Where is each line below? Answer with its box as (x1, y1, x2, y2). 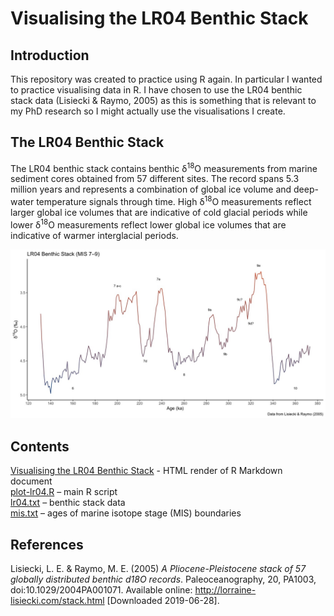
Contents (10, 438, 70, 455)
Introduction (10, 47, 90, 64)
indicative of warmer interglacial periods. (10, 229, 179, 241)
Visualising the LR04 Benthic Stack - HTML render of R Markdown (10, 465, 283, 477)
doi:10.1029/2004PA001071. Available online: (10, 584, 193, 596)
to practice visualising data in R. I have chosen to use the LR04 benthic (10, 84, 303, 96)
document (10, 475, 53, 487)
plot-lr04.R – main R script (10, 486, 118, 498)
